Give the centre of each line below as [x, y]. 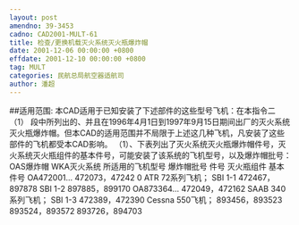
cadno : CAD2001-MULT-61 [54, 34]
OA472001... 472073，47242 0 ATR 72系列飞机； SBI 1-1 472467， [151, 177]
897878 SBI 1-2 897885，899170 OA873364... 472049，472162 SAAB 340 [148, 188]
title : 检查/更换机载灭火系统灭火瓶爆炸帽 [79, 42]
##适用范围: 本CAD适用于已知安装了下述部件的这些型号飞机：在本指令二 [142, 110]
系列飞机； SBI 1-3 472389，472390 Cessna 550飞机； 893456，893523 [146, 200]
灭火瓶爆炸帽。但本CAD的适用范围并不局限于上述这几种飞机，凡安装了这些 [147, 133]
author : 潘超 [32, 84]
